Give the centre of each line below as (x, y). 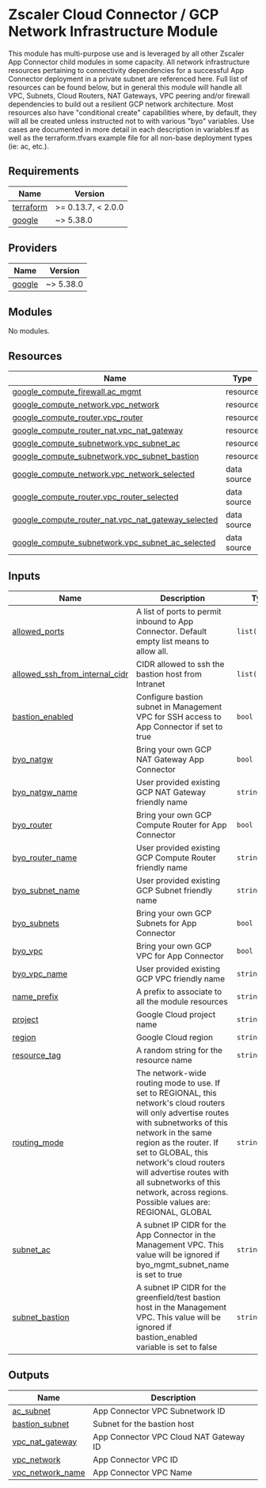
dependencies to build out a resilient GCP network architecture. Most (121, 104)
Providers (33, 248)
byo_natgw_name (45, 792)
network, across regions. (182, 1192)
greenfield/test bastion (178, 1297)
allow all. (152, 651)
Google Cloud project (176, 1014)
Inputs (25, 576)
